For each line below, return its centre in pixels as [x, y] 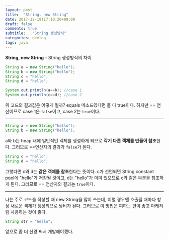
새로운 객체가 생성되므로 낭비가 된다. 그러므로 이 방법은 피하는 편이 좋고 [80, 206]
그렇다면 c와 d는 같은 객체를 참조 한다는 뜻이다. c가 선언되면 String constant [80, 171]
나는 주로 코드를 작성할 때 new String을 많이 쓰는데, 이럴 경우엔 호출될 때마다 [80, 199]
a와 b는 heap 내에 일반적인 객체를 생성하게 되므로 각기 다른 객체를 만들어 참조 [81, 140]
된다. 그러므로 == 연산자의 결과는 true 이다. [53, 184]
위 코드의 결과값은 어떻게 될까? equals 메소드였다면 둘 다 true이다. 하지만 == [80, 105]
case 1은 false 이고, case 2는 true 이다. [61, 111]
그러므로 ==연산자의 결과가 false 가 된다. [52, 147]
